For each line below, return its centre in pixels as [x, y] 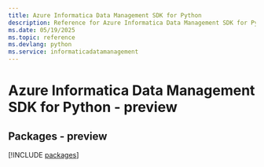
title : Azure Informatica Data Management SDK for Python [105, 15]
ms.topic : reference [42, 37]
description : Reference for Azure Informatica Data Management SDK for [128, 23]
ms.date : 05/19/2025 [42, 30]
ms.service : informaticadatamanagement [73, 52]
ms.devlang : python [40, 45]
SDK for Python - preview [93, 107]
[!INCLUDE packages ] [44, 155]
